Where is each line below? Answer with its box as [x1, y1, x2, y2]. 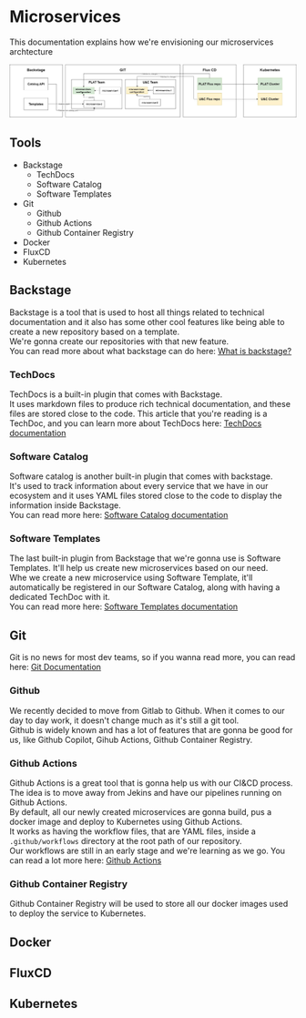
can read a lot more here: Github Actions [9, 854, 162, 866]
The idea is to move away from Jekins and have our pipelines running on [9, 787, 282, 798]
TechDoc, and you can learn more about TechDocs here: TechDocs [9, 417, 262, 429]
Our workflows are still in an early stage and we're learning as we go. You [9, 845, 285, 856]
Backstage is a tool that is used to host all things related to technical [9, 307, 265, 318]
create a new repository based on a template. [9, 326, 180, 337]
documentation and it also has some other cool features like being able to [9, 316, 285, 327]
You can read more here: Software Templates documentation [9, 601, 239, 612]
